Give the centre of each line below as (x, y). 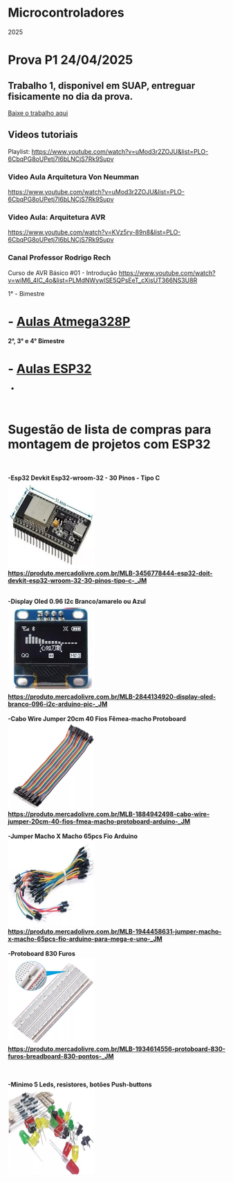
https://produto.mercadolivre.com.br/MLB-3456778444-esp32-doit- (110, 573)
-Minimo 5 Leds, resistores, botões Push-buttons (80, 1085)
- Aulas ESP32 (50, 368)
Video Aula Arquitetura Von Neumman (74, 177)
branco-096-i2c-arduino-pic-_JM (58, 704)
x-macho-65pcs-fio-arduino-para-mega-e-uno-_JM (85, 939)
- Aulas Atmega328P (69, 321)
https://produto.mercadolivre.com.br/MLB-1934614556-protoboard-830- (117, 1049)
